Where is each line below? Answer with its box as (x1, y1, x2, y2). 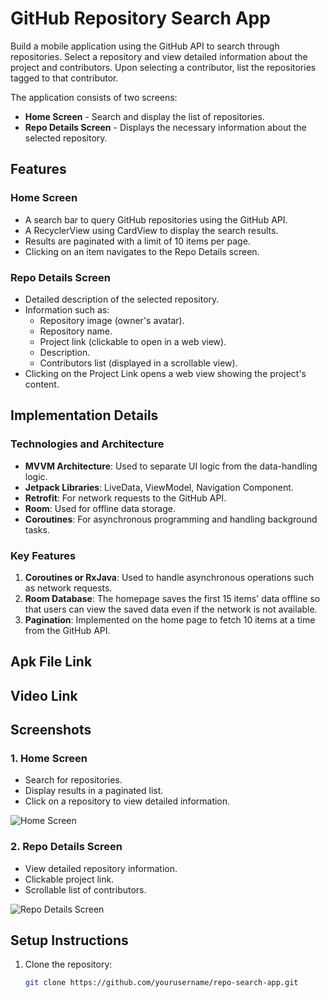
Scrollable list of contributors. (24, 883, 147, 896)
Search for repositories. (24, 774, 123, 786)
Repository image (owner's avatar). (39, 314, 185, 326)
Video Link (10, 687, 78, 704)
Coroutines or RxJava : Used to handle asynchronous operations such (24, 571, 315, 583)
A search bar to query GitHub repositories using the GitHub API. (24, 213, 288, 226)
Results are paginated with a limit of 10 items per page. (24, 235, 251, 247)
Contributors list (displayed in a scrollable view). (39, 357, 238, 369)
